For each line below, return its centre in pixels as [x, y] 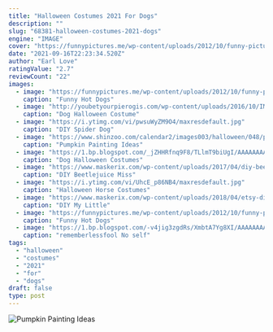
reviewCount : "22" [39, 76]
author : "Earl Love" [43, 62]
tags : [17, 243]
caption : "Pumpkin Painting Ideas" [83, 144]
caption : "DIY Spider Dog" [69, 129]
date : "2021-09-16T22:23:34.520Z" [67, 54]
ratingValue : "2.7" [41, 69]
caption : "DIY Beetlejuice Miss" [80, 175]
